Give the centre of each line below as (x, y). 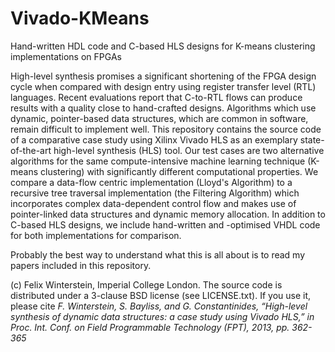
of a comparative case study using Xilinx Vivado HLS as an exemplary (154, 139)
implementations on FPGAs (66, 56)
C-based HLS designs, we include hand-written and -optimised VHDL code (165, 224)
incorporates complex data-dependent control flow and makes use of (153, 203)
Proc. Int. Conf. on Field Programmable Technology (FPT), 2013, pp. (150, 327)
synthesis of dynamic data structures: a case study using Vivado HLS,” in (162, 316)
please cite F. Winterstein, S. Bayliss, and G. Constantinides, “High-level (159, 306)
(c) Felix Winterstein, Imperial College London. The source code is (146, 284)
